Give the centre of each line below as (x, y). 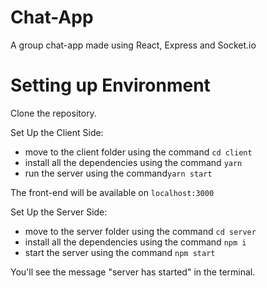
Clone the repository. (53, 113)
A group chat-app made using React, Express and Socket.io (133, 45)
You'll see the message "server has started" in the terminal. (133, 272)
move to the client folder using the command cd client (138, 152)
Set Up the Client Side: (57, 132)
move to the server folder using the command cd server (140, 231)
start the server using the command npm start (120, 252)
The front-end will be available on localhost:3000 (112, 192)
